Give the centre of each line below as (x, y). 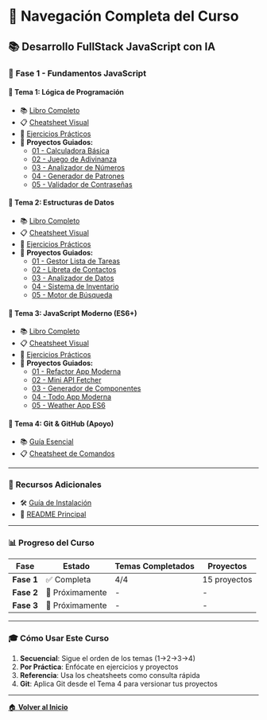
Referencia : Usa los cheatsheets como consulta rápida (110, 675)
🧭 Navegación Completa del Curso (124, 16)
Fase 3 (25, 605)
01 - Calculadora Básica (70, 150)
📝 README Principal (53, 514)
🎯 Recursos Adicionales (55, 485)
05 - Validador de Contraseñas (82, 184)
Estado (76, 566)
